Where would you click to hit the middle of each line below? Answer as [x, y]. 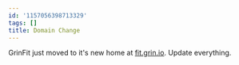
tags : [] [23, 23]
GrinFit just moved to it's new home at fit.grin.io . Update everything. [120, 53]
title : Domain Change [44, 30]
